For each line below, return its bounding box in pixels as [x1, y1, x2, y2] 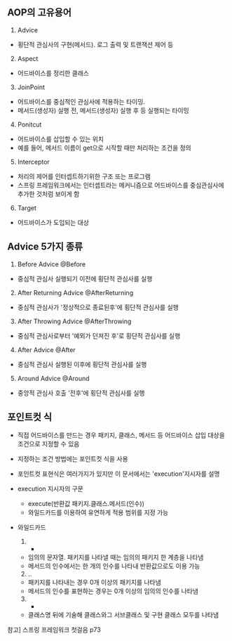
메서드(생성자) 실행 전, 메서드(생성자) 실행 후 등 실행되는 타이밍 [17, 106, 189, 115]
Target [17, 203, 37, 212]
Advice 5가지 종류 [7, 241, 83, 253]
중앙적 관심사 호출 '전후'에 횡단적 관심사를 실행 [17, 389, 145, 397]
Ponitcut [17, 120, 42, 129]
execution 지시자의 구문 [17, 484, 84, 493]
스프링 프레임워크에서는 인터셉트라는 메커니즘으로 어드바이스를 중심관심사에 [17, 181, 224, 189]
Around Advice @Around [17, 374, 90, 382]
